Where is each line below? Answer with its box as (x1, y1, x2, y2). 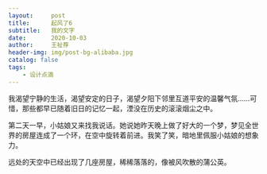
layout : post (8, 11, 66, 20)
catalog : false (8, 56, 59, 64)
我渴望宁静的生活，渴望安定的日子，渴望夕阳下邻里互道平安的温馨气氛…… (8, 93, 250, 103)
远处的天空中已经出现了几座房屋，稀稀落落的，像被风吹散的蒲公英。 (8, 157, 231, 167)
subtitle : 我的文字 (8, 26, 75, 34)
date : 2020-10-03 (8, 33, 87, 42)
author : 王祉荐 (8, 41, 69, 49)
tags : (8, 64, 26, 72)
